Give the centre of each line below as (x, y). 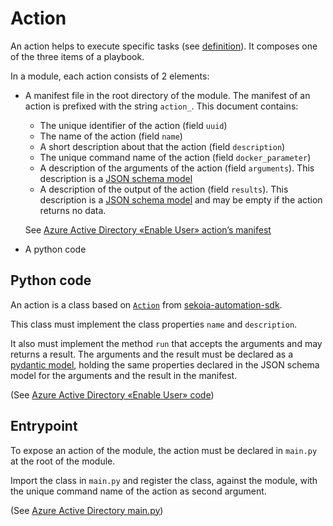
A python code (55, 249)
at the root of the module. (63, 461)
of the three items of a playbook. (77, 56)
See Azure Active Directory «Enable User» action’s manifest (148, 229)
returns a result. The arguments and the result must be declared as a (152, 354)
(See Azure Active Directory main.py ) (87, 510)
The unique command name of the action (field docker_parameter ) (175, 157)
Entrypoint (44, 426)
